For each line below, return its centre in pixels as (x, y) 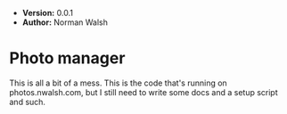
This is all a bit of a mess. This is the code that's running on (118, 83)
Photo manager (67, 58)
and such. (28, 102)
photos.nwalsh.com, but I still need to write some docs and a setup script (143, 92)
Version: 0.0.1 (48, 13)
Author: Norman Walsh (65, 22)
